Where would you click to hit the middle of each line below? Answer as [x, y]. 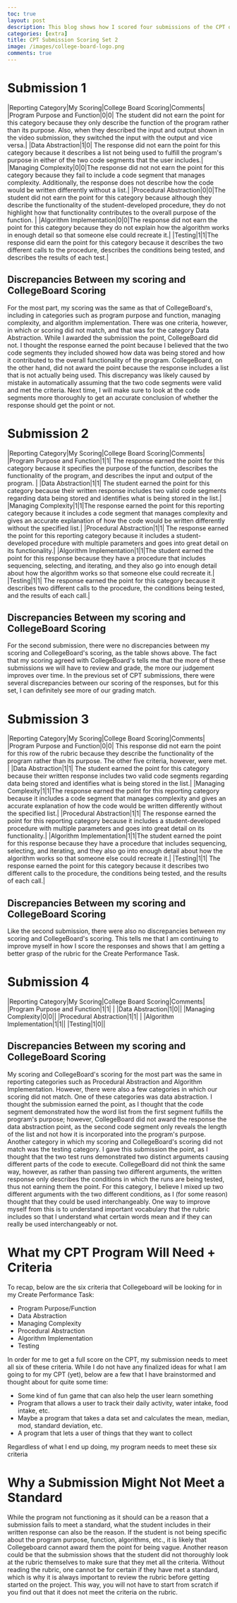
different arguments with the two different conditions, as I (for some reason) [117, 1194]
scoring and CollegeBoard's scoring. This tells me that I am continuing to [113, 939]
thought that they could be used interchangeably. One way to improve [109, 1201]
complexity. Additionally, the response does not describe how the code [110, 182]
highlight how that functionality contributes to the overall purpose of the [112, 212]
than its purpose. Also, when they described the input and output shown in [116, 130]
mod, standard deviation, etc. [60, 1425]
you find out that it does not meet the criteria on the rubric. [93, 1592]
